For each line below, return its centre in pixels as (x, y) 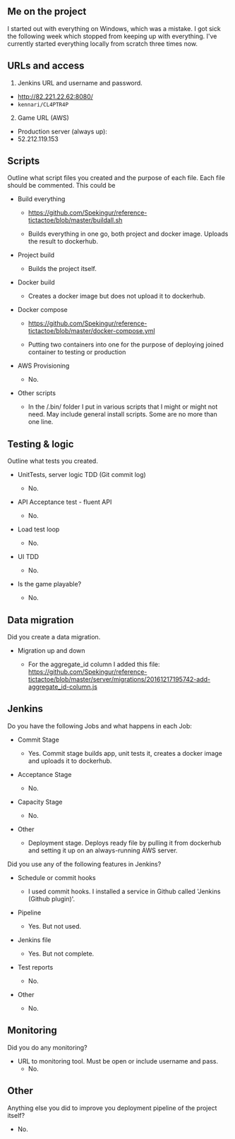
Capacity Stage (40, 802)
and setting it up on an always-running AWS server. (103, 850)
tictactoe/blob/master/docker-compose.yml (91, 331)
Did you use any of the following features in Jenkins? (84, 864)
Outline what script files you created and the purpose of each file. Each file (116, 178)
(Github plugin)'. (52, 898)
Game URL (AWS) (43, 117)
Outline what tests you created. (53, 461)
